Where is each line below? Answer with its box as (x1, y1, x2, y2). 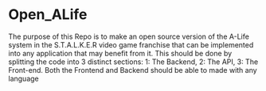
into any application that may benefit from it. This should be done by (8, 48, 233, 58)
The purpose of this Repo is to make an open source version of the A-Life (8, 32, 249, 41)
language (8, 74, 39, 83)
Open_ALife (8, 6, 88, 24)
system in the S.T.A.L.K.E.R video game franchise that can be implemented (8, 40, 254, 49)
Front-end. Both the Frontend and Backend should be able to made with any (8, 65, 257, 74)
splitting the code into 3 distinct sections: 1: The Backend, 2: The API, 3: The (8, 57, 259, 66)
